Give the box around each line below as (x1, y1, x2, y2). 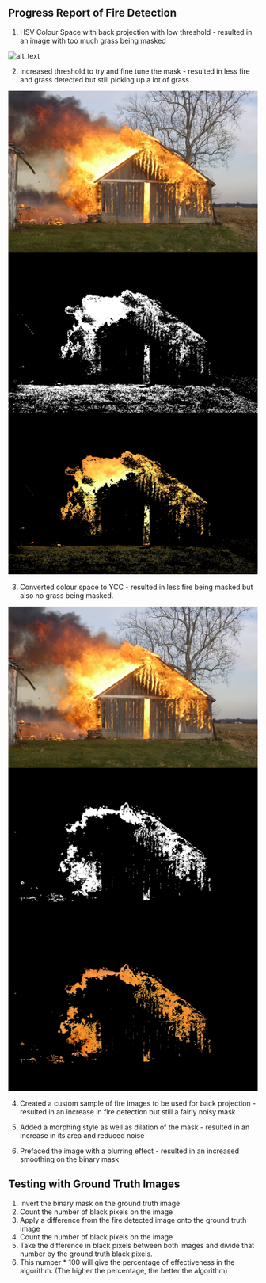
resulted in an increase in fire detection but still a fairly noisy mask (19, 1106, 236, 1116)
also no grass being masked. (19, 591, 114, 600)
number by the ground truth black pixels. (19, 1249, 153, 1258)
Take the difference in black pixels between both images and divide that (19, 1240, 255, 1250)
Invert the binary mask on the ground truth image (19, 1198, 180, 1208)
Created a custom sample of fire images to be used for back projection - (19, 1098, 256, 1108)
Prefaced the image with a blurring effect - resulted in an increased (19, 1146, 240, 1155)
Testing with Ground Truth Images (8, 1178, 180, 1191)
